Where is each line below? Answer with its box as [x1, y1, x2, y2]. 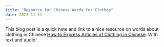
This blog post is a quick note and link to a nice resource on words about [5, 26, 159, 32]
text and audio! [5, 36, 37, 43]
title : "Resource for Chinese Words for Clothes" [5, 7, 114, 13]
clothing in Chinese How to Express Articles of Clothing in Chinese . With [5, 31, 158, 37]
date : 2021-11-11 [5, 12, 43, 17]
